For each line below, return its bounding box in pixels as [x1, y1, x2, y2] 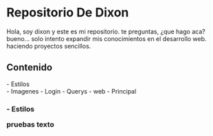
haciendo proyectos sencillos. [6, 42, 91, 50]
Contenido [6, 62, 53, 73]
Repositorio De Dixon [6, 5, 129, 21]
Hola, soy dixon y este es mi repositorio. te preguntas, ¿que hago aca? [6, 27, 205, 36]
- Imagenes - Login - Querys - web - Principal [6, 87, 137, 95]
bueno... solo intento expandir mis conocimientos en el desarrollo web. [6, 34, 207, 42]
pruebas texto [6, 120, 54, 129]
